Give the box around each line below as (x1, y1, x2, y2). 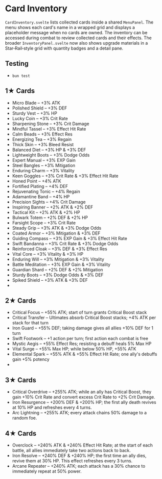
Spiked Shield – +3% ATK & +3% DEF (12, 277, 88, 283)
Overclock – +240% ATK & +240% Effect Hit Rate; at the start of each (12, 442, 153, 448)
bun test (12, 73, 30, 79)
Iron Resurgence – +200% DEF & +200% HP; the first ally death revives (12, 399, 157, 405)
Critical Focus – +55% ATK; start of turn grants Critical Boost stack (12, 310, 147, 316)
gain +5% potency (12, 356, 50, 362)
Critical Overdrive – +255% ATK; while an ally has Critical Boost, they (12, 389, 152, 395)
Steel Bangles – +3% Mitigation (12, 162, 76, 168)
